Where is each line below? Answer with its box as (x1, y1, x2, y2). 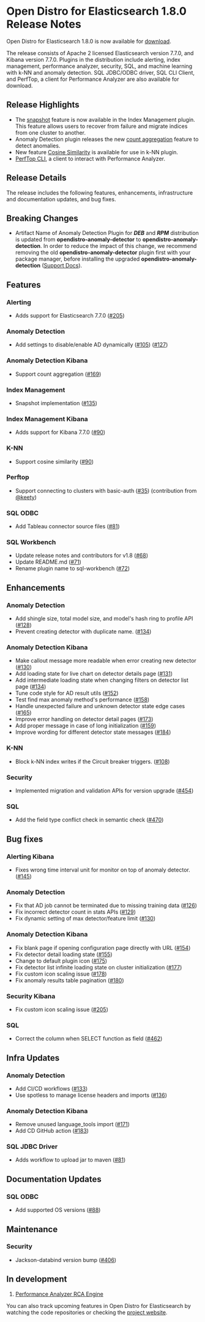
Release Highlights (6, 100, 80, 110)
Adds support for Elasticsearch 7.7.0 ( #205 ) (15, 312, 125, 319)
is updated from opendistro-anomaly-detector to (15, 236, 141, 243)
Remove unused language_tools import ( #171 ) (15, 1121, 130, 1128)
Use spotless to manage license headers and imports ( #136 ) (15, 1091, 167, 1099)
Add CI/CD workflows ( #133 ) (15, 1085, 88, 1092)
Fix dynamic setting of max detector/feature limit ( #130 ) (15, 915, 156, 922)
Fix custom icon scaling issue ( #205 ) (15, 1006, 109, 1013)
